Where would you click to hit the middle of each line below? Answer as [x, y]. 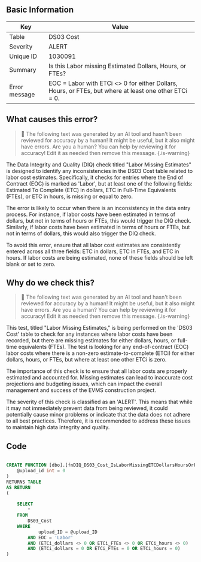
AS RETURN [19, 487]
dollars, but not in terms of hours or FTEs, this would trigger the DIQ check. [99, 220]
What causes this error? [52, 119]
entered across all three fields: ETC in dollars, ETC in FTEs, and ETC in [93, 251]
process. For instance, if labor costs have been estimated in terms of [91, 214]
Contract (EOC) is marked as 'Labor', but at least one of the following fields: [99, 183]
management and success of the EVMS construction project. [81, 390]
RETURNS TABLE [24, 482]
